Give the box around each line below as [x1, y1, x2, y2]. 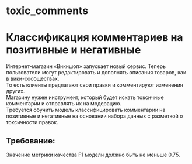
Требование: [6, 136, 55, 146]
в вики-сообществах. [6, 75, 60, 83]
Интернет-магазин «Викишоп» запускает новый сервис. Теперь [6, 63, 166, 70]
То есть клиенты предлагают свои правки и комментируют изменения [6, 81, 183, 88]
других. [6, 88, 25, 95]
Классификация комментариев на [6, 31, 183, 45]
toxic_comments [6, 4, 89, 18]
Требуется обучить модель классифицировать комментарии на [6, 107, 166, 114]
